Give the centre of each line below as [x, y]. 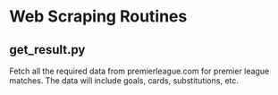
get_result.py [47, 50]
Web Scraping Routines [98, 17]
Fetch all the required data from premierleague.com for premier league [139, 71]
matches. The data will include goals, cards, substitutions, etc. [124, 81]
